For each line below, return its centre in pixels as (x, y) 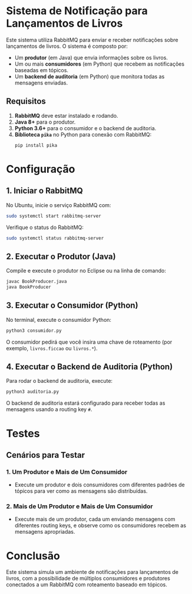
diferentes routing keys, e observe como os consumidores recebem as (100, 525)
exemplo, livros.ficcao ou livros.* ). (52, 348)
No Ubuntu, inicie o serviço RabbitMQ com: (59, 205)
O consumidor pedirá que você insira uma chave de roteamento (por (89, 342)
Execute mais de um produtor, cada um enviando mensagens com (95, 519)
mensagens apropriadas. (45, 532)
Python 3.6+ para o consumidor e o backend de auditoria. (85, 128)
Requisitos (26, 101)
